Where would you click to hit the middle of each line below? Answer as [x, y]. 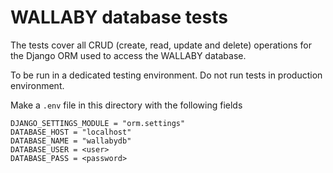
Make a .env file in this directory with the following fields [126, 105]
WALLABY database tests [119, 17]
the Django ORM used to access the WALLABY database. [128, 55]
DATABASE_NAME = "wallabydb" [71, 141]
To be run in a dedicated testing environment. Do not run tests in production [166, 75]
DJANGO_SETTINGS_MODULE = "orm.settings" [98, 123]
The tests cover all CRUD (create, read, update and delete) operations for [161, 45]
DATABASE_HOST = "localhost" [71, 132]
